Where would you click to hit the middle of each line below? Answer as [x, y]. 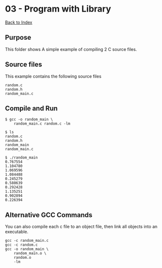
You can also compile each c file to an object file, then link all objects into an [81, 227]
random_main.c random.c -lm [42, 124]
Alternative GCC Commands [49, 215]
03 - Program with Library [58, 9]
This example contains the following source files [53, 76]
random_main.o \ [30, 253]
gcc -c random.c [21, 245]
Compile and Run [32, 108]
